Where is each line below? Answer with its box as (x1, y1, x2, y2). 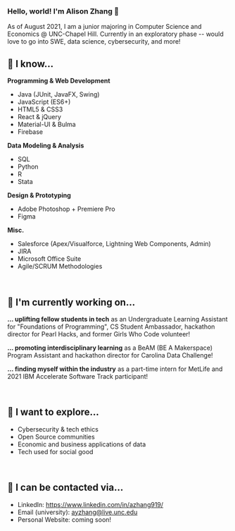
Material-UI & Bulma (17, 120, 76, 129)
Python (17, 162, 39, 171)
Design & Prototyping (7, 191, 72, 200)
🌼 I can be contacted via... (7, 482, 124, 494)
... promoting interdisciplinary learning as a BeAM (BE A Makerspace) (7, 343, 213, 352)
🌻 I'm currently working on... (7, 296, 136, 308)
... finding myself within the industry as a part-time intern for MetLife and (7, 365, 223, 373)
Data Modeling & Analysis (7, 141, 84, 150)
